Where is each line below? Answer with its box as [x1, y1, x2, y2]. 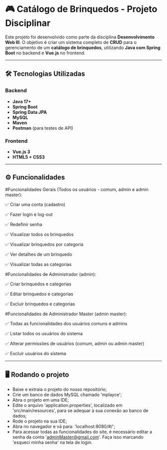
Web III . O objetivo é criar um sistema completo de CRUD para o [5, 39, 137, 45]
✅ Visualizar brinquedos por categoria [5, 241, 83, 247]
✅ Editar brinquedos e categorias [5, 291, 74, 297]
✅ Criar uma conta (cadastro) [5, 201, 66, 207]
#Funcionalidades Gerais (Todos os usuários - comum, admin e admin [5, 186, 149, 192]
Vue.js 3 [12, 149, 30, 155]
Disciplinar [5, 17, 51, 29]
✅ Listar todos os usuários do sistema [5, 330, 83, 336]
